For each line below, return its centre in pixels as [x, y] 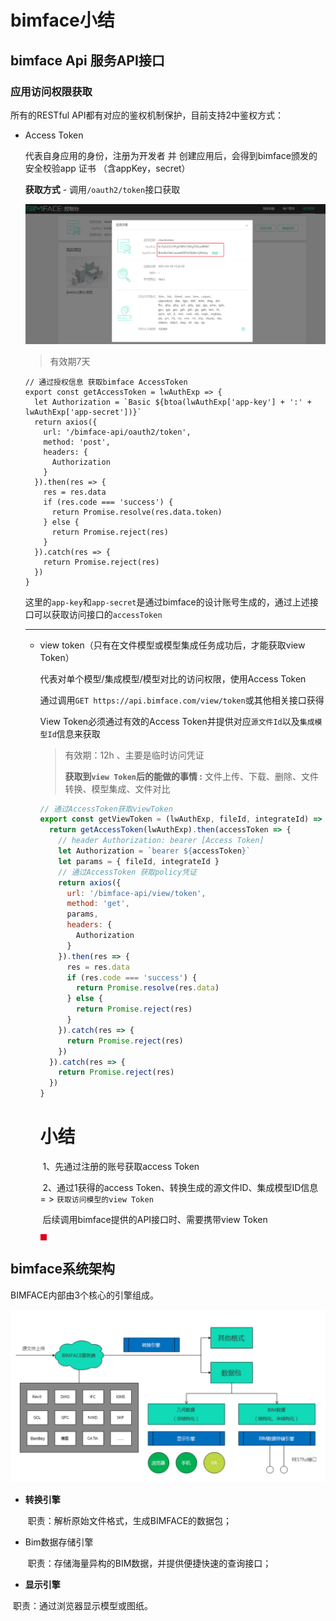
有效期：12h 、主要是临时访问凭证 [134, 755]
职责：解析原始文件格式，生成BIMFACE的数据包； [130, 1521]
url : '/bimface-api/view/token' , [136, 893]
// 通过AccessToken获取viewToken [106, 809]
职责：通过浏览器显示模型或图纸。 [82, 1606]
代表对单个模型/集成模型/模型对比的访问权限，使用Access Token [173, 678]
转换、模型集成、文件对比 [117, 788]
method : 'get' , [98, 904]
